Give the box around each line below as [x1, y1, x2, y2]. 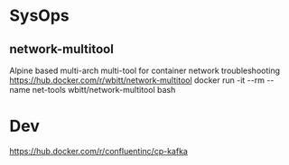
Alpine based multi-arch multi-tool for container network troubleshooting [9, 65, 280, 76]
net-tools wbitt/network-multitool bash [32, 85, 176, 95]
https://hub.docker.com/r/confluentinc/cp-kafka [9, 145, 188, 156]
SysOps [9, 5, 70, 26]
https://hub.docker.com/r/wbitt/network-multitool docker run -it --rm [9, 75, 265, 86]
